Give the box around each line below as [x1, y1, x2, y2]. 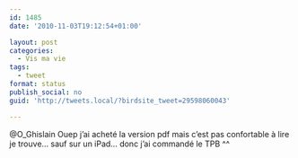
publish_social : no [9, 87, 83, 97]
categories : [9, 46, 54, 55]
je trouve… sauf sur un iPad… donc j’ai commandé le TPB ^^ [9, 138, 231, 149]
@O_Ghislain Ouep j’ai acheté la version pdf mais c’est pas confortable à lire [9, 128, 290, 139]
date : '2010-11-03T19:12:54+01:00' [9, 22, 143, 31]
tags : [9, 63, 30, 72]
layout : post [9, 38, 58, 47]
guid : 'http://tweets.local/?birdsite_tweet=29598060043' [9, 96, 231, 105]
